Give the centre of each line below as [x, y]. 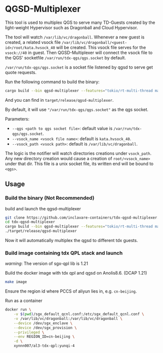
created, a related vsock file [33, 42]
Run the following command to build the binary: [52, 82]
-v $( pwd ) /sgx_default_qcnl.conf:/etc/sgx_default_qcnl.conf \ [79, 314]
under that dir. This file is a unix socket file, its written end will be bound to [79, 164]
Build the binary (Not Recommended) [50, 198]
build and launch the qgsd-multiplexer [43, 208]
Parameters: [17, 119]
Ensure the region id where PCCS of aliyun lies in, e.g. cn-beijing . [71, 291]
